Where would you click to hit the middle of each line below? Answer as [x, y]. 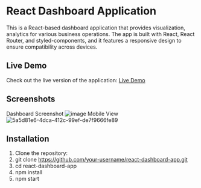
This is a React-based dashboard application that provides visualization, [96, 28]
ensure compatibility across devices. [52, 47]
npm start [27, 179]
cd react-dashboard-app [46, 166]
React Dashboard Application [81, 11]
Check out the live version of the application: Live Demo [76, 80]
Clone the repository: [41, 153]
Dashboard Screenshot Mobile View [62, 114]
